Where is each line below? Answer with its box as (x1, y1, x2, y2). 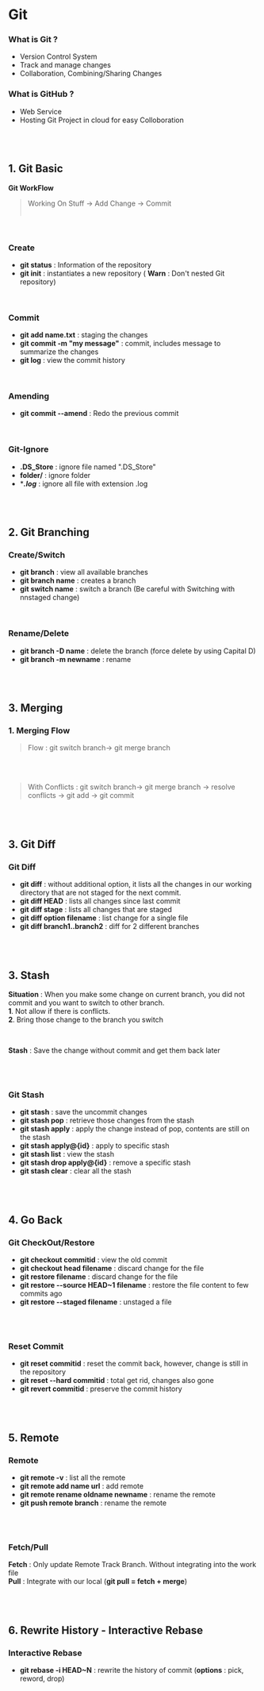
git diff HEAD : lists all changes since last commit (19, 896, 181, 906)
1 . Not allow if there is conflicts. (8, 1006, 111, 1015)
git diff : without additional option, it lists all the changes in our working (19, 880, 252, 889)
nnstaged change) (19, 593, 80, 603)
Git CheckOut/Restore (8, 1237, 95, 1248)
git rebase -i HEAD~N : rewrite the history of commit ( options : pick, (19, 1665, 244, 1674)
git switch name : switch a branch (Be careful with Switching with (19, 584, 235, 594)
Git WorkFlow (8, 183, 54, 192)
